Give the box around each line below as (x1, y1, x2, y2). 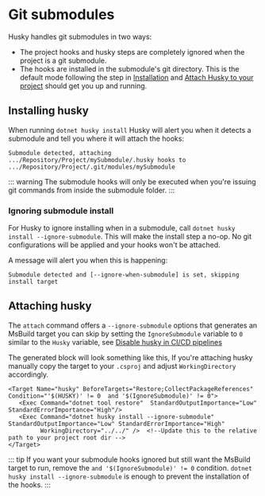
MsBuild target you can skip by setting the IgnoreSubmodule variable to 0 (8, 328, 244, 339)
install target (8, 278, 59, 286)
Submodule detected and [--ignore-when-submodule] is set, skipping (8, 271, 240, 279)
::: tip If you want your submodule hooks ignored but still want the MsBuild (8, 455, 252, 464)
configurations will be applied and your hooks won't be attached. (8, 240, 221, 250)
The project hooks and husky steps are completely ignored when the (19, 47, 245, 56)
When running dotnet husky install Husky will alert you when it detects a (8, 125, 252, 134)
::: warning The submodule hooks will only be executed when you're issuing (8, 176, 256, 186)
